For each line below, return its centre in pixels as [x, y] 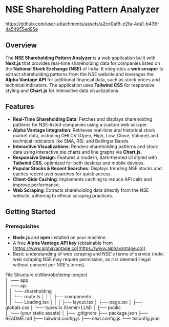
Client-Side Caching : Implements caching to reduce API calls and [82, 179]
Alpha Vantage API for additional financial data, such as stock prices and [83, 79]
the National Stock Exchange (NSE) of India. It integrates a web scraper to [84, 68]
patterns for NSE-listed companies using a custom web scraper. [80, 124]
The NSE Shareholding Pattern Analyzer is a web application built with [80, 58]
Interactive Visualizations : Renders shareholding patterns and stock [85, 146]
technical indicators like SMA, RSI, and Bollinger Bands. [71, 141]
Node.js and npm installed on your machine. [60, 238]
